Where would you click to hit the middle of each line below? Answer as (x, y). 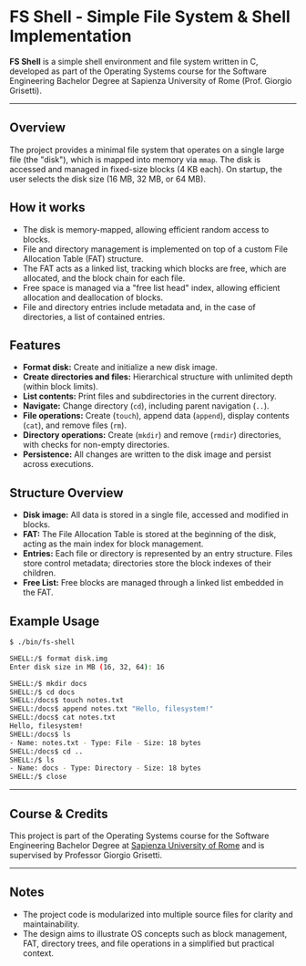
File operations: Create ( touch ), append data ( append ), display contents (156, 416)
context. (38, 953)
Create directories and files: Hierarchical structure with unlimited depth (158, 377)
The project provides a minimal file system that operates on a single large (147, 150)
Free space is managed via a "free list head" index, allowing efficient (151, 287)
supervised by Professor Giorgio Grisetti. (86, 855)
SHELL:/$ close (38, 777)
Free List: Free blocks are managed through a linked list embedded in (153, 583)
